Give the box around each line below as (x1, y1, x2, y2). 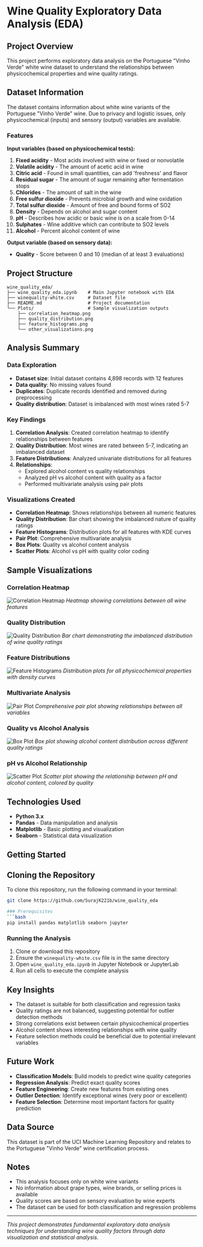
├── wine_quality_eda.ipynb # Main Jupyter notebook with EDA (7, 289, 174, 295)
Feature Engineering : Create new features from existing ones (15, 1085, 169, 1092)
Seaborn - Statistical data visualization (15, 832, 112, 840)
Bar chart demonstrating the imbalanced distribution (61, 632, 193, 639)
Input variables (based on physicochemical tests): (7, 145, 136, 152)
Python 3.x (15, 813, 44, 820)
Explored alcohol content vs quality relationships (24, 467, 145, 474)
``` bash (7, 914, 27, 920)
